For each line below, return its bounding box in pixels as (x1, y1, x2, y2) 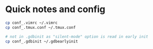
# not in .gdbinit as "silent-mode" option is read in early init (5, 34, 148, 39)
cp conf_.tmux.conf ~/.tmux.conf (5, 25, 76, 30)
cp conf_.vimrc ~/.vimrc (5, 20, 58, 25)
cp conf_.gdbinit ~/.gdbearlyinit (5, 39, 79, 44)
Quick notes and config (5, 4, 105, 15)
